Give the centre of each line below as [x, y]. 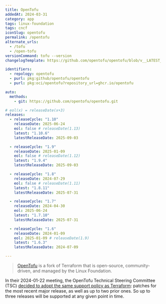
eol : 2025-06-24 [31, 211]
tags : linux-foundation [30, 24]
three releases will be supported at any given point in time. [65, 296]
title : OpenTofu [22, 10]
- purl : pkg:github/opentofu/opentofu [50, 79]
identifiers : [19, 69]
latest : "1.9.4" [31, 161]
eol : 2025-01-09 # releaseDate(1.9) [52, 238]
